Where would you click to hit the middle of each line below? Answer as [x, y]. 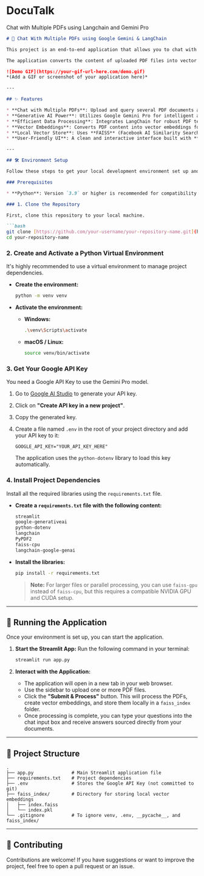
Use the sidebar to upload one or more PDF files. [85, 690]
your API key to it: [37, 436]
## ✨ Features [25, 99]
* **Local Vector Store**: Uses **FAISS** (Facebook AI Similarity [93, 133]
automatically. [32, 464]
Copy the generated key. [46, 417]
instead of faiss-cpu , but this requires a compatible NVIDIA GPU [110, 591]
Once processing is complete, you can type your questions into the [108, 716]
